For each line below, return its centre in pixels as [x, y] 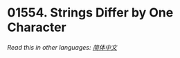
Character [37, 27]
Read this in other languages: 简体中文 [62, 47]
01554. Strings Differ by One [90, 13]
